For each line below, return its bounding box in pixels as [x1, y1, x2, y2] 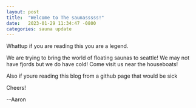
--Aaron [6, 96, 26, 103]
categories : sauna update [6, 25, 72, 32]
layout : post [6, 8, 39, 15]
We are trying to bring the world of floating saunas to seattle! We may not [6, 54, 190, 61]
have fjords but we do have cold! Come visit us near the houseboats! [6, 61, 178, 68]
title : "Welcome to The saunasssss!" [6, 15, 104, 21]
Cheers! [6, 84, 26, 92]
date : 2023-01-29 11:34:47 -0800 [6, 20, 96, 26]
